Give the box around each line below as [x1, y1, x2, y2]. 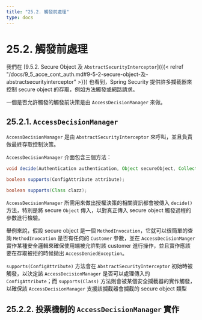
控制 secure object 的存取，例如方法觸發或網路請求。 [6, 86, 138, 93]
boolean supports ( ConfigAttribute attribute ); [6, 177, 125, 183]
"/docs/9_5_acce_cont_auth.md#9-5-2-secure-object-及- [6, 71, 148, 78]
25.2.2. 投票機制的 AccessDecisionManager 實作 [6, 304, 180, 315]
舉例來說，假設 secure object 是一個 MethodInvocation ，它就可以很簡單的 [6, 227, 188, 234]
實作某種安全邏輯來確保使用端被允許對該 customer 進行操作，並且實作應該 [6, 242, 191, 249]
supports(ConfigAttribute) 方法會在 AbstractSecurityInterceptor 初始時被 [6, 262, 194, 269]
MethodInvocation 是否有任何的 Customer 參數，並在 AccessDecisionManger [13, 234, 195, 242]
